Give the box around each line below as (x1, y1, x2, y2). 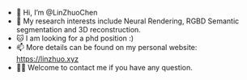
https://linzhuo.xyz (15, 54, 79, 64)
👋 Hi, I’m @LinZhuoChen (15, 8, 98, 17)
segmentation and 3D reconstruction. (15, 25, 142, 34)
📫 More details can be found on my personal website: (15, 43, 198, 52)
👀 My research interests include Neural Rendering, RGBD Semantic (15, 16, 240, 26)
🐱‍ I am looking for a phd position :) (15, 33, 134, 43)
